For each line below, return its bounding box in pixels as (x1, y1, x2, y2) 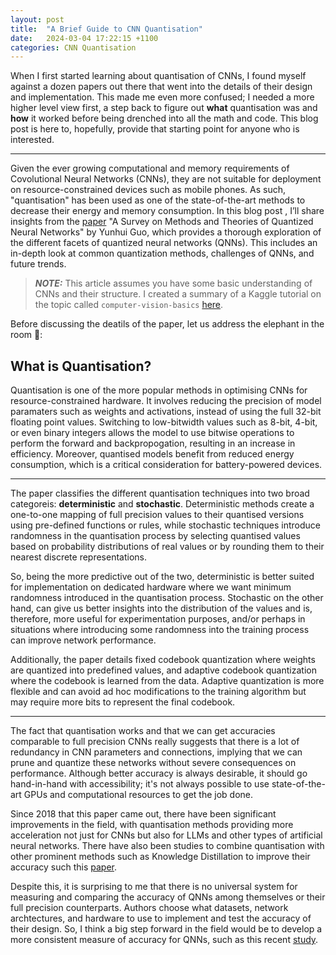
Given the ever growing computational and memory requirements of (10, 162, 290, 175)
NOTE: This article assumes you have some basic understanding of (34, 277, 313, 290)
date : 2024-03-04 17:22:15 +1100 (10, 33, 159, 43)
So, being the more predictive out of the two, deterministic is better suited (10, 571, 315, 583)
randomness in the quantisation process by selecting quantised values (10, 530, 301, 542)
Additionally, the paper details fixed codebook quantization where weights (10, 654, 316, 666)
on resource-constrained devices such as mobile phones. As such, (10, 184, 286, 196)
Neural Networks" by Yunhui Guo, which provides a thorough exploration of (10, 226, 322, 238)
